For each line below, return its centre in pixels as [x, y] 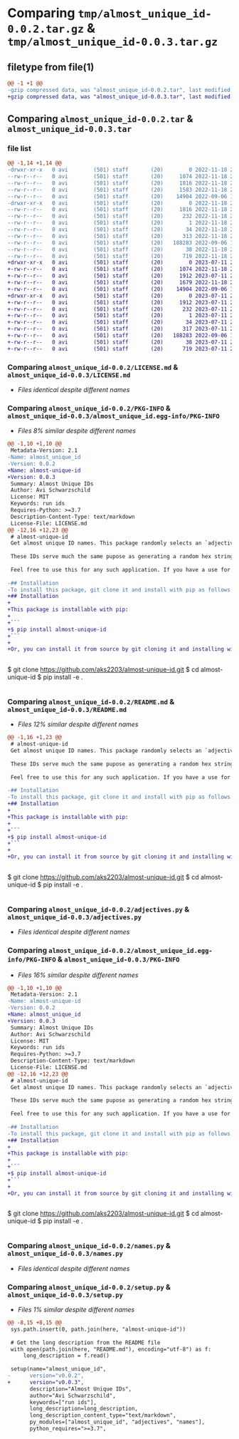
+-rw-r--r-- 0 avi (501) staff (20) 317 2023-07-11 [117, 329]
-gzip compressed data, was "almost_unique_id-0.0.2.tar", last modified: [121, 90]
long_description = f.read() [67, 1356]
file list [20, 148]
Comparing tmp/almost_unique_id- [110, 13]
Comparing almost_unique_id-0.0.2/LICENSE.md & [93, 367]
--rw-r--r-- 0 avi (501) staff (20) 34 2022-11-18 [117, 229]
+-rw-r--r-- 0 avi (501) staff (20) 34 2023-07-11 [117, 322]
